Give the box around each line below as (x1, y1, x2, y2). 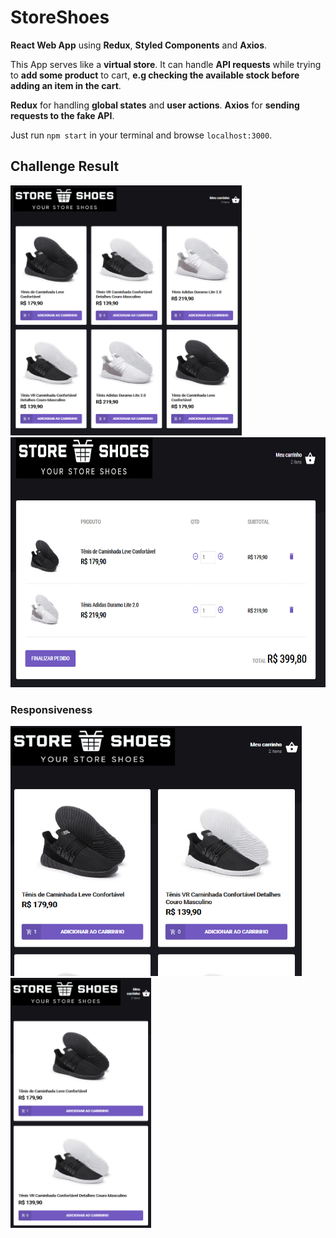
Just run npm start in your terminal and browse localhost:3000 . (10, 129, 273, 141)
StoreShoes (10, 6, 110, 29)
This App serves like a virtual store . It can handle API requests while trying (10, 58, 322, 70)
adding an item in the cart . (10, 79, 122, 91)
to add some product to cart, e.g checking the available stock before (10, 69, 300, 81)
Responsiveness (10, 702, 93, 716)
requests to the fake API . (10, 109, 115, 121)
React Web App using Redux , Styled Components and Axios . (10, 39, 268, 51)
